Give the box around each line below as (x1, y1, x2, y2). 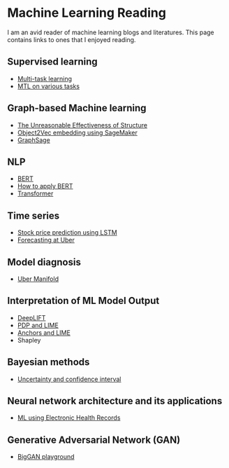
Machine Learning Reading (7, 5, 166, 21)
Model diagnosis (7, 256, 82, 268)
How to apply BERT (17, 182, 73, 191)
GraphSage (17, 135, 50, 144)
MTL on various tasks (17, 82, 80, 90)
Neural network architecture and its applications (7, 395, 223, 407)
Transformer (17, 189, 54, 198)
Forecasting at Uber (17, 236, 75, 245)
